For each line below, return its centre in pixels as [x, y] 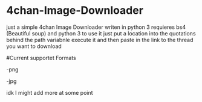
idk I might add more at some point [50, 92]
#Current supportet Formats [41, 58]
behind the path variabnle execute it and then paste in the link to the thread [100, 40]
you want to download [34, 46]
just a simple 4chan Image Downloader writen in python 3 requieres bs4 [96, 27]
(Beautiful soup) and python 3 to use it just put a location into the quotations [101, 33]
